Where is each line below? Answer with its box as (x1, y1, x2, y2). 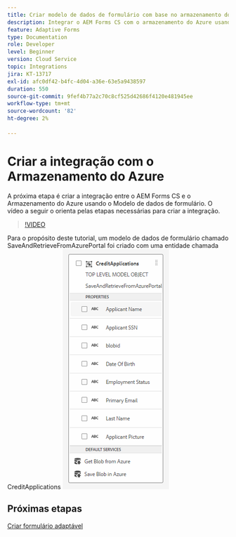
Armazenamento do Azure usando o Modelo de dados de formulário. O (7, 199, 213, 207)
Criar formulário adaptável (7, 522, 83, 530)
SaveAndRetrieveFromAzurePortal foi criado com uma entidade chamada (7, 241, 219, 249)
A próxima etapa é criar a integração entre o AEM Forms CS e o (7, 192, 191, 200)
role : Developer (7, 41, 55, 48)
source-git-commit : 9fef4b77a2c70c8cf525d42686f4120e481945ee (7, 93, 193, 100)
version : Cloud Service (7, 56, 77, 63)
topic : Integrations (7, 63, 68, 70)
